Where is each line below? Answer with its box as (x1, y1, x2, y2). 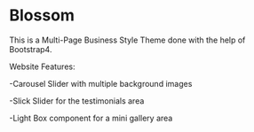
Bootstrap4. (9, 43, 52, 54)
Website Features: (9, 61, 75, 72)
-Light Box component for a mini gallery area (9, 113, 173, 123)
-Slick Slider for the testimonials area (9, 95, 145, 106)
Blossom (9, 5, 75, 26)
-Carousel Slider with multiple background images (9, 78, 193, 89)
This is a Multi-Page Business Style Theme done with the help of (9, 35, 246, 45)
